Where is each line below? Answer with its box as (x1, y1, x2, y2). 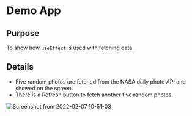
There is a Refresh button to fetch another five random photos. (15, 91, 173, 98)
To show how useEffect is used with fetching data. (6, 44, 135, 51)
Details (6, 62, 34, 72)
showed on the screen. (15, 84, 73, 92)
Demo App (6, 4, 61, 18)
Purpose (6, 28, 40, 38)
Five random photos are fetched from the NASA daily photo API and (15, 78, 186, 85)
